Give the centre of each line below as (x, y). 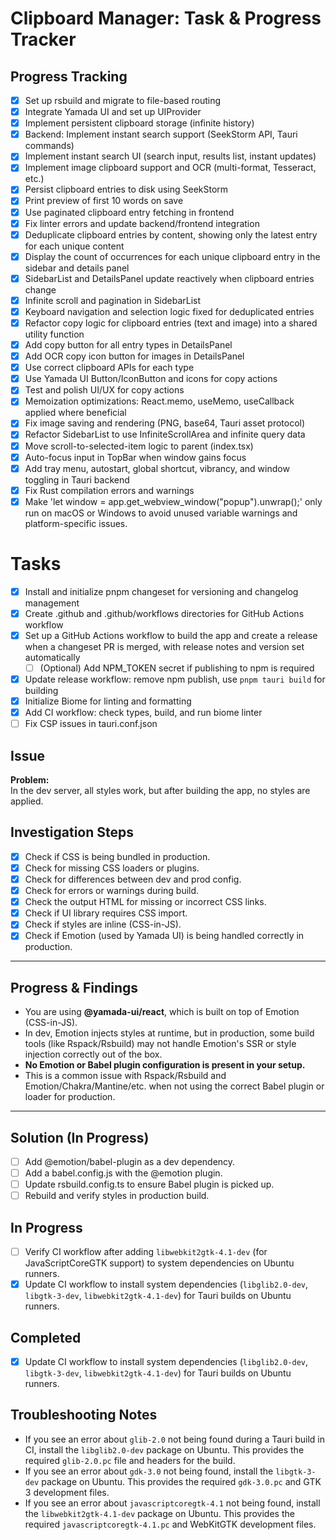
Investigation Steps (72, 832)
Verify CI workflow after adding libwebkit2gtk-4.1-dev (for (146, 1252)
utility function (54, 334)
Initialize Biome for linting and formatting (108, 701)
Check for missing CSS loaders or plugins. (112, 868)
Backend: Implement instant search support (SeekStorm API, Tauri (161, 134)
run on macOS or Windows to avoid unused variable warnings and (161, 513)
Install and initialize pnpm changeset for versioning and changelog (161, 591)
